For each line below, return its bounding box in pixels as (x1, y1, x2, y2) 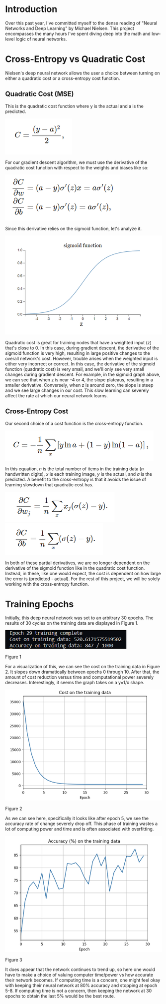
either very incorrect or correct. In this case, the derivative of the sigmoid (5, 361, 156, 367)
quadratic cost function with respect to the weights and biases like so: (5, 164, 149, 170)
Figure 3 (5, 957, 22, 963)
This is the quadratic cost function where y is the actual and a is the (5, 103, 144, 109)
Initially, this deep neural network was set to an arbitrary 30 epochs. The (5, 615, 154, 621)
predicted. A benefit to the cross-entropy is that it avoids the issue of (5, 476, 147, 482)
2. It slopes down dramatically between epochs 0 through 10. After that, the (5, 669, 160, 675)
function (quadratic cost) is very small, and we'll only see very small (5, 366, 144, 372)
